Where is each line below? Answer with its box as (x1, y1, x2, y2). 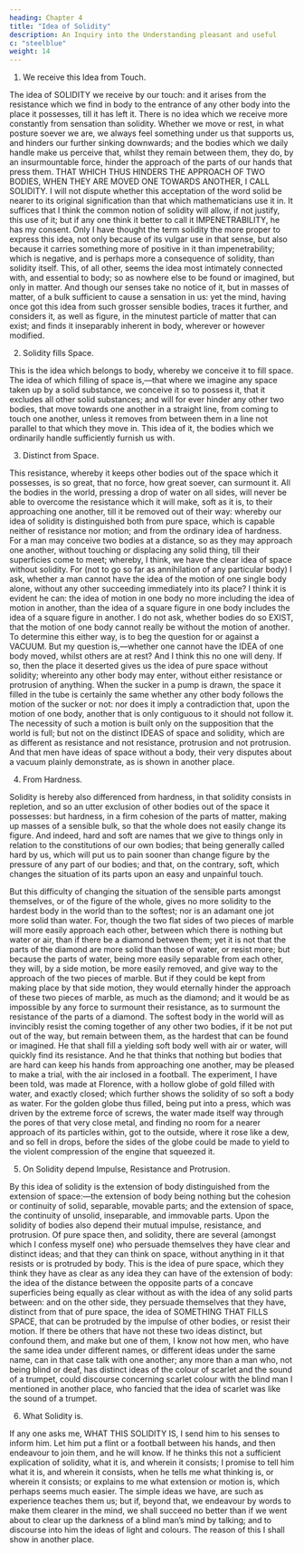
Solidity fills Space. (22, 348, 95, 359)
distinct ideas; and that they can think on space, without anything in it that (9, 1249, 285, 1260)
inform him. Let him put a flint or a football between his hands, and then (9, 1438, 276, 1449)
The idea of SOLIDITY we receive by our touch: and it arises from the (9, 90, 267, 101)
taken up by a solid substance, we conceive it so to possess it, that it (9, 384, 265, 395)
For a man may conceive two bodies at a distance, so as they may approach (9, 536, 293, 546)
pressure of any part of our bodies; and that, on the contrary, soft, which (9, 859, 280, 870)
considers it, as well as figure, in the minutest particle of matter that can (9, 311, 278, 322)
